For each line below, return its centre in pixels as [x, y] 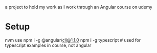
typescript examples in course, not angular [48, 45]
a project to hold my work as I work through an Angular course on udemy [79, 7]
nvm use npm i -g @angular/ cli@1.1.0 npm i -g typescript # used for [73, 40]
